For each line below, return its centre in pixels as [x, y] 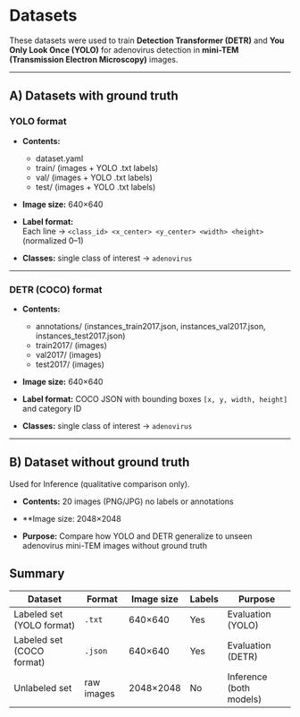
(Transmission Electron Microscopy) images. [94, 59]
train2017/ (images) [71, 345]
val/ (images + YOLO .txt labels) [94, 177]
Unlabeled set [43, 687]
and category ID [52, 408]
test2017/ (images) [70, 364]
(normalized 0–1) [53, 240]
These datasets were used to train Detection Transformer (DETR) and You [147, 40]
